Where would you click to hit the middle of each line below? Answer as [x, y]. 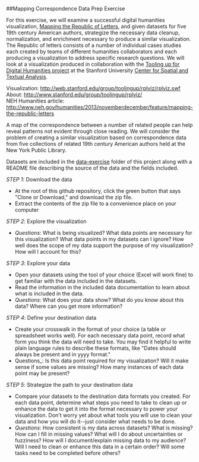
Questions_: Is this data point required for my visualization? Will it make [102, 361]
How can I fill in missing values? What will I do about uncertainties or [99, 434]
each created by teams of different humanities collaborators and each [91, 52]
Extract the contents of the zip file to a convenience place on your [95, 203]
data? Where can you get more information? [69, 306]
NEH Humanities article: [35, 101]
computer [27, 210]
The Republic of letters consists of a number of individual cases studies [94, 45]
